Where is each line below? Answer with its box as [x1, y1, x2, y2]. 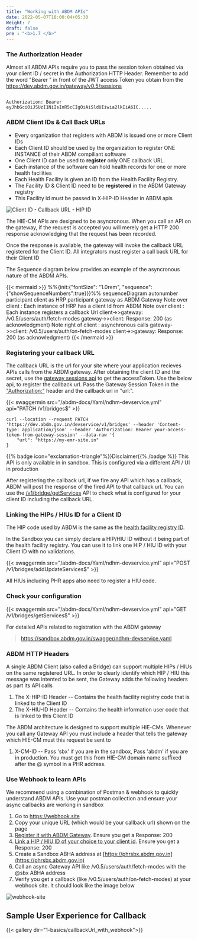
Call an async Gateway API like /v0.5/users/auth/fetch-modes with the [14, 863, 186, 870]
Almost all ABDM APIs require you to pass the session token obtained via [6, 63, 184, 71]
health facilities [14, 169, 52, 177]
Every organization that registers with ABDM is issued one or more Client [14, 132, 193, 139]
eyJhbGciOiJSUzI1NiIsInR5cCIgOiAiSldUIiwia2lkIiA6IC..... [6, 104, 152, 110]
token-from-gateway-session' [6, 432, 78, 438]
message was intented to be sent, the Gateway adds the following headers [6, 675, 188, 682]
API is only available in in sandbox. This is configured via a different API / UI [6, 459, 190, 466]
